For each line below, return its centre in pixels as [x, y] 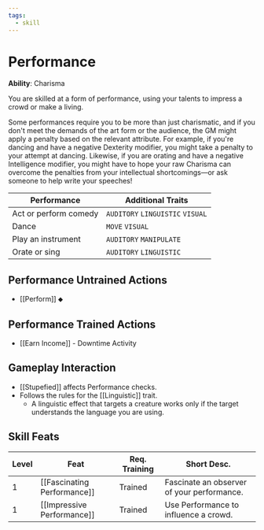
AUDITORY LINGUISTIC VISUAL [156, 214]
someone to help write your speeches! [70, 181]
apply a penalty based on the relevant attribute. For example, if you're [121, 139]
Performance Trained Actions [82, 324]
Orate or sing [36, 252]
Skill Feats [34, 437]
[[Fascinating [65, 482]
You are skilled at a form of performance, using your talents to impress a [125, 98]
